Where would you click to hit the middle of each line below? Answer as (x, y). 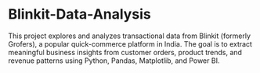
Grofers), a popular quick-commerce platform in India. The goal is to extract (130, 43)
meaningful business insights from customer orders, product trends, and (125, 52)
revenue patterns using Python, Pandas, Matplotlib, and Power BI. (114, 61)
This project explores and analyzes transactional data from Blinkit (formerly (130, 36)
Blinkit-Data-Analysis (79, 14)
